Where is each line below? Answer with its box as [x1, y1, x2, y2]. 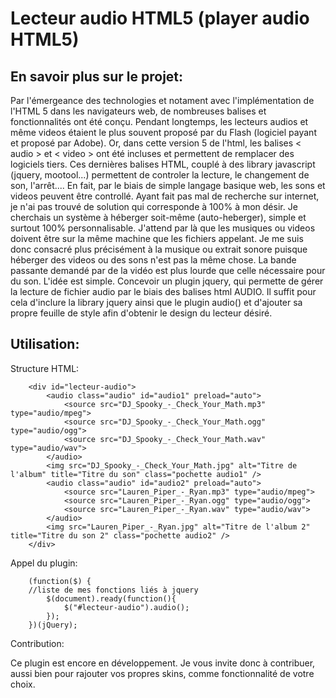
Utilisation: [10, 336, 80, 353]
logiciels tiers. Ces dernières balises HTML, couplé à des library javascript [10, 158, 316, 170]
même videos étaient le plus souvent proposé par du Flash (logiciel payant [10, 127, 317, 138]
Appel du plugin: [10, 557, 78, 569]
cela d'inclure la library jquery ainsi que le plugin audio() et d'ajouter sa [10, 297, 303, 308]
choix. [10, 678, 36, 690]
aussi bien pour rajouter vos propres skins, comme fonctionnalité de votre [10, 667, 315, 679]
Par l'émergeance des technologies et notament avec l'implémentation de [10, 95, 315, 106]
